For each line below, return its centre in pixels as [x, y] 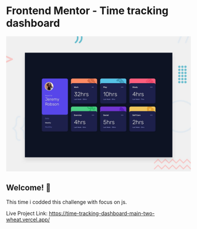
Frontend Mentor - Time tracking [87, 11]
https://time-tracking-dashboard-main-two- [102, 213]
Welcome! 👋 [28, 188]
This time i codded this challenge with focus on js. [67, 202]
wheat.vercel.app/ [28, 219]
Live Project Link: [27, 213]
